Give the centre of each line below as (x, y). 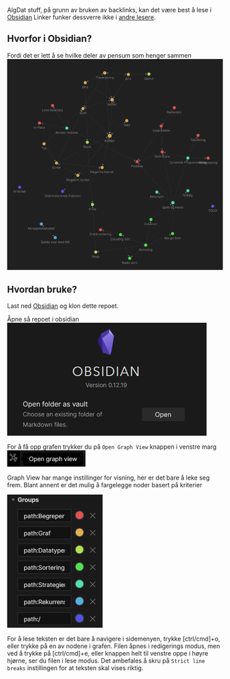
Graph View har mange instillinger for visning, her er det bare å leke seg (108, 478)
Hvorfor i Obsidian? (50, 39)
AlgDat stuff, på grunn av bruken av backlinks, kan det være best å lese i (110, 10)
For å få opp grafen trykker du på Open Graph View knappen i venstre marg (112, 447)
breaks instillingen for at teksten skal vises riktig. (75, 668)
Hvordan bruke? (42, 289)
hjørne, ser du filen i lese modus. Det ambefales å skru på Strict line (106, 660)
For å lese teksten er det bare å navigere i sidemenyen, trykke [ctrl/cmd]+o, (114, 638)
